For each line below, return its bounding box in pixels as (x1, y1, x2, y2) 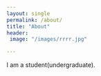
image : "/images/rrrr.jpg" (9, 36, 88, 43)
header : (6, 29, 29, 37)
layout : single (6, 10, 50, 17)
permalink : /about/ (6, 17, 63, 23)
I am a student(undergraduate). (6, 61, 95, 69)
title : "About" (6, 23, 50, 30)
